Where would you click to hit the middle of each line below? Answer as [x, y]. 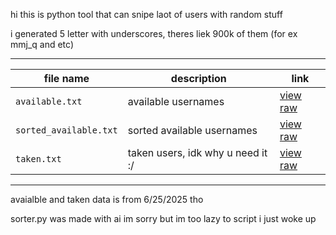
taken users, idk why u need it [197, 152]
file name [66, 78]
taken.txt [38, 159]
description [198, 78]
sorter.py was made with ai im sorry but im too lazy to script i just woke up [163, 218]
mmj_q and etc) [42, 44]
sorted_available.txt [66, 130]
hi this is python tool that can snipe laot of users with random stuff [146, 14]
